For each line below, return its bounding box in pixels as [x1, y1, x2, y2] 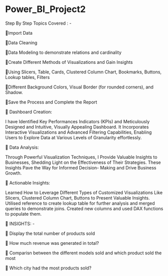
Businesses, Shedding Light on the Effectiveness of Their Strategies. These [5, 159, 161, 165]
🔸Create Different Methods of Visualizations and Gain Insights [5, 59, 133, 65]
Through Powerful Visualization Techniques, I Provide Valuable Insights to [5, 154, 157, 160]
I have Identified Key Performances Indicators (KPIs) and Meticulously [5, 118, 150, 124]
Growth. [5, 170, 22, 176]
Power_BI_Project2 [5, 4, 86, 15]
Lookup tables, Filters [5, 74, 50, 80]
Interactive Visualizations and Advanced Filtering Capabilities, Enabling [5, 129, 152, 135]
